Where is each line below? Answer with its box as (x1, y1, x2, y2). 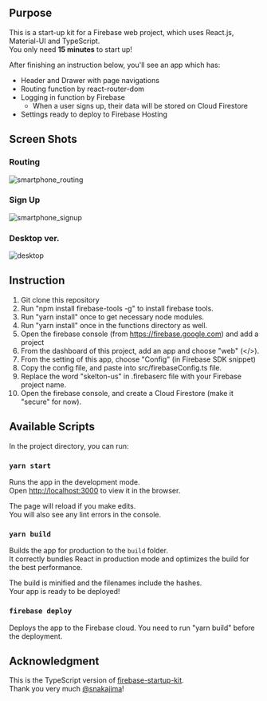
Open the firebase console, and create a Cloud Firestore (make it (20, 388, 234, 398)
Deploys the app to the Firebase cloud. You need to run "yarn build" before (9, 623, 256, 632)
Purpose (9, 6, 53, 20)
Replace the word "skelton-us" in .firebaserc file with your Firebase (20, 371, 242, 381)
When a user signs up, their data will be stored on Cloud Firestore (32, 101, 249, 110)
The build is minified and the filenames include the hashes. (9, 578, 202, 588)
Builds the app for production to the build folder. (9, 546, 169, 556)
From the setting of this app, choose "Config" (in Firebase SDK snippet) (20, 354, 256, 364)
